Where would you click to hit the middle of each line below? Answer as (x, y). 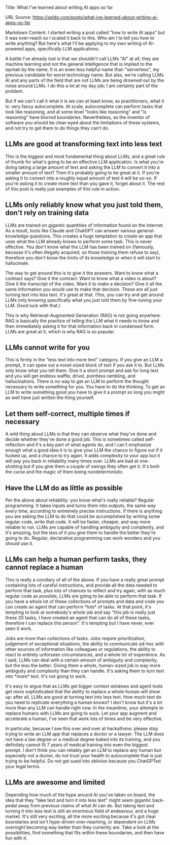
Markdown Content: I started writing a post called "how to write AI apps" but (85, 32)
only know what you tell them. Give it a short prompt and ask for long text (82, 371)
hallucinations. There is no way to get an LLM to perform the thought (77, 381)
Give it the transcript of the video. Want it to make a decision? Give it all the (84, 284)
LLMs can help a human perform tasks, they (76, 559)
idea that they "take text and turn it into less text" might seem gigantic (78, 800)
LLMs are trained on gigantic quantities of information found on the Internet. (84, 225)
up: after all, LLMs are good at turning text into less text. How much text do (83, 697)
